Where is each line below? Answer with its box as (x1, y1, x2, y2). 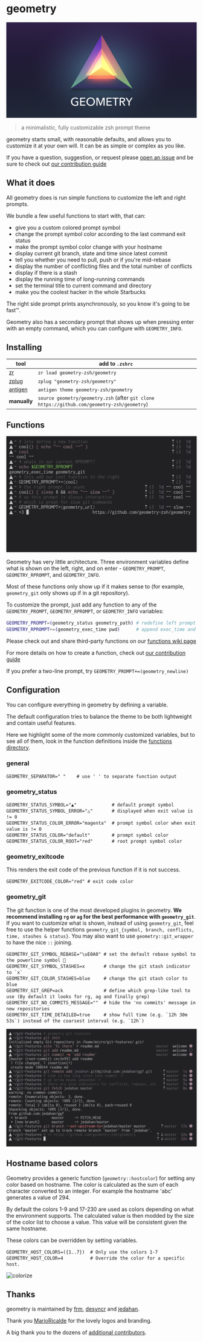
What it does (6, 178, 56, 188)
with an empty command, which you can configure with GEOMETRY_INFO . (6, 324, 183, 332)
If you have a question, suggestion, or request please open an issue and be (6, 153, 194, 161)
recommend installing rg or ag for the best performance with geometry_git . (6, 913, 196, 920)
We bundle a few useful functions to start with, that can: (6, 212, 146, 220)
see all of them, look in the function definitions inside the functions (6, 737, 172, 745)
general (6, 759, 30, 767)
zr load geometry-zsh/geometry (37, 370, 117, 376)
